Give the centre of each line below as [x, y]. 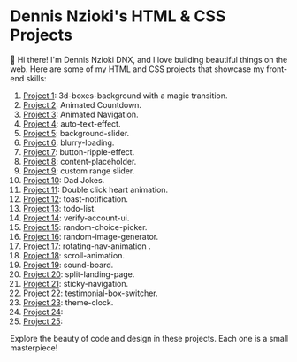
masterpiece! [34, 348]
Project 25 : [43, 321]
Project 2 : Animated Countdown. [82, 104]
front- [277, 69]
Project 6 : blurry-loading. [69, 142]
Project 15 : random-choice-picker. [85, 227]
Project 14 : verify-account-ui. [76, 218]
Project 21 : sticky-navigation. [76, 283]
